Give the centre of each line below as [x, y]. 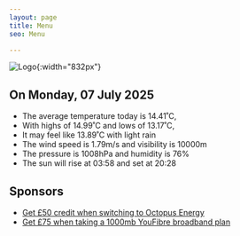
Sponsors [36, 191]
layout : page [33, 17]
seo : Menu [27, 34]
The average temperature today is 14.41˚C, [99, 116]
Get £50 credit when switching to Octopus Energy [113, 212]
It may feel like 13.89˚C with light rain [89, 135]
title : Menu [31, 26]
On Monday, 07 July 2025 [82, 94]
